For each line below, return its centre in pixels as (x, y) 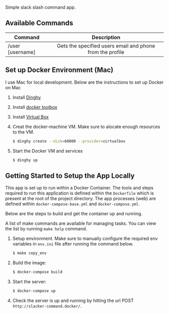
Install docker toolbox (35, 107)
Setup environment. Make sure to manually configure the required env (85, 238)
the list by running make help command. (46, 229)
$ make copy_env (29, 253)
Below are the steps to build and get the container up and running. (74, 214)
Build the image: (29, 263)
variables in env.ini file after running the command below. (73, 244)
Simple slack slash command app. (40, 7)
